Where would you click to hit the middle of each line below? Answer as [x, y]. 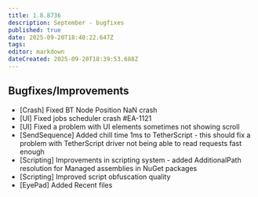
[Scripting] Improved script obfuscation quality [95, 177]
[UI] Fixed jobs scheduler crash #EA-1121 [85, 118]
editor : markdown [36, 52]
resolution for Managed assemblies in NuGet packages [108, 168]
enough [32, 151]
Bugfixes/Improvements [69, 91]
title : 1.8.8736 [35, 15]
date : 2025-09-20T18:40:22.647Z [61, 37]
